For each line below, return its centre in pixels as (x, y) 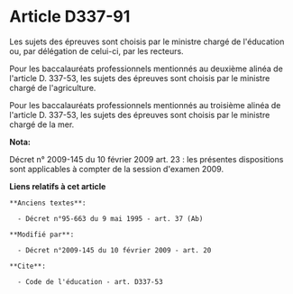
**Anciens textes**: (48, 203)
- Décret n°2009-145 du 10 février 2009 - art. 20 (114, 250)
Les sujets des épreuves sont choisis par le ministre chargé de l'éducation (147, 41)
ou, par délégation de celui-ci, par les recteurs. (96, 51)
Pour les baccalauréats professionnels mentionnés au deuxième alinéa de (146, 69)
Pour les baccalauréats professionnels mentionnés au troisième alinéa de (145, 105)
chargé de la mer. (42, 124)
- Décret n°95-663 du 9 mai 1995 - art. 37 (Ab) (110, 218)
